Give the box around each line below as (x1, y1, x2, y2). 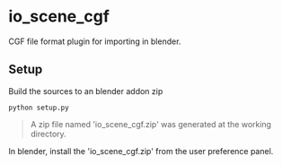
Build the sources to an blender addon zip (8, 85, 163, 96)
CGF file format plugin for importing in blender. (8, 36, 181, 47)
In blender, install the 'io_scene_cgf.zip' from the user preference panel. (8, 145, 274, 156)
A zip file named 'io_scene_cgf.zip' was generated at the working (30, 118, 271, 129)
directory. (30, 128, 66, 139)
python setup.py (8, 103, 69, 112)
